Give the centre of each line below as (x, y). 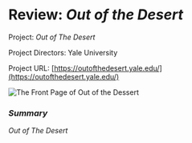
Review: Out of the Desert (96, 15)
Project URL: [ (31, 68)
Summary (28, 112)
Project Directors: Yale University (63, 52)
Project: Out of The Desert (52, 37)
